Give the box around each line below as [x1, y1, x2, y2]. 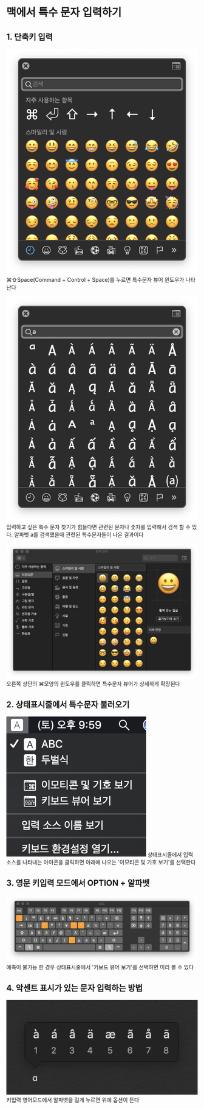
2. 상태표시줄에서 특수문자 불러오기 [6, 699, 130, 710]
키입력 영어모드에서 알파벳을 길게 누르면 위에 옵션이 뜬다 [6, 1096, 140, 1104]
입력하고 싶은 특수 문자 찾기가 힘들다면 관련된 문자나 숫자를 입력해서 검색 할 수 [6, 523, 191, 530]
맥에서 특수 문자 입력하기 [6, 5, 122, 19]
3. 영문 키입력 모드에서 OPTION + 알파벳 [6, 878, 150, 889]
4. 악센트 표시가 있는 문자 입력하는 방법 [6, 983, 143, 993]
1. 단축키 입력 [6, 32, 53, 42]
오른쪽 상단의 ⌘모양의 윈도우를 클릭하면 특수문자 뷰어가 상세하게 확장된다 [6, 680, 180, 687]
